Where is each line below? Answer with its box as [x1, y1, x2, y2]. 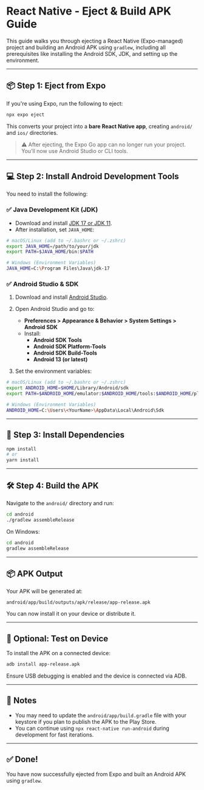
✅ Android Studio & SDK [6, 280, 79, 288]
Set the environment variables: [15, 367, 92, 375]
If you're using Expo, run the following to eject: [6, 100, 123, 107]
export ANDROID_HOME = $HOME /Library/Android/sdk [6, 385, 129, 391]
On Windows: [6, 528, 40, 535]
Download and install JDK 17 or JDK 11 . [15, 219, 112, 226]
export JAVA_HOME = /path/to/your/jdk [6, 243, 99, 250]
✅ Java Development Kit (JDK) [6, 205, 98, 214]
